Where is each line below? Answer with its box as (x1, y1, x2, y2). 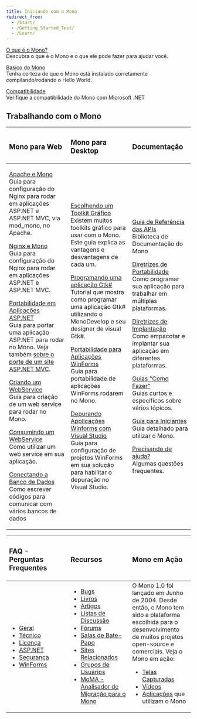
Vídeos (142, 682, 162, 690)
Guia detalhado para (132, 424, 188, 432)
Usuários (80, 667, 106, 676)
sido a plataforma (132, 611, 181, 619)
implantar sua (132, 339, 170, 347)
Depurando (70, 410, 101, 418)
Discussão (80, 616, 110, 625)
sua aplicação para (132, 282, 185, 290)
